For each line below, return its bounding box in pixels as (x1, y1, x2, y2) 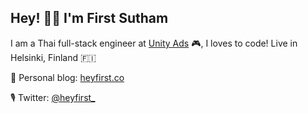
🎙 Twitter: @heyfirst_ (10, 91, 96, 103)
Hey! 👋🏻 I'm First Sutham (10, 10, 169, 27)
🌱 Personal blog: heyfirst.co (10, 71, 125, 83)
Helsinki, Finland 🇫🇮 (10, 51, 97, 63)
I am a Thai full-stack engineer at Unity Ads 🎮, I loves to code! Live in (10, 37, 298, 49)
